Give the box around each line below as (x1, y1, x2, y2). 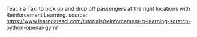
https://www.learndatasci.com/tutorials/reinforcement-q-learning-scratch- (6, 18, 191, 24)
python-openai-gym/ (6, 24, 58, 31)
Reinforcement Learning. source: (6, 11, 88, 18)
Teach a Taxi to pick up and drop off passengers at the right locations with (6, 5, 190, 12)
